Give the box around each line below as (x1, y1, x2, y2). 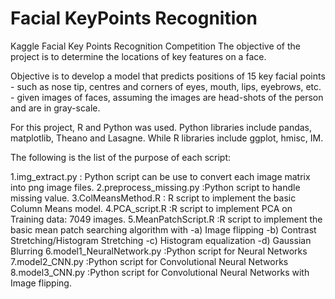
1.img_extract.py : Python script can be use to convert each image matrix (10, 170, 311, 182)
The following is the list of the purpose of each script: (10, 151, 232, 163)
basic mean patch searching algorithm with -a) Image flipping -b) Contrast (10, 223, 317, 236)
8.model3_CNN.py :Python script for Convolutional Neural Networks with (10, 266, 310, 278)
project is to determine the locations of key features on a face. (10, 50, 267, 62)
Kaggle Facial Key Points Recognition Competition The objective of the (10, 40, 302, 52)
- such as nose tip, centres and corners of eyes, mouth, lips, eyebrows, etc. (10, 80, 322, 92)
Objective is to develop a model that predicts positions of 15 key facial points (10, 70, 326, 82)
